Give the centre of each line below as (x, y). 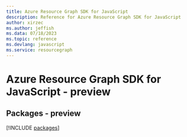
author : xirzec (25, 22)
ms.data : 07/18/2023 (32, 34)
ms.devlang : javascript (36, 45)
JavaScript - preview (59, 92)
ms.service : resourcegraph (39, 50)
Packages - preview (43, 114)
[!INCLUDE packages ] (33, 128)
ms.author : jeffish (30, 28)
